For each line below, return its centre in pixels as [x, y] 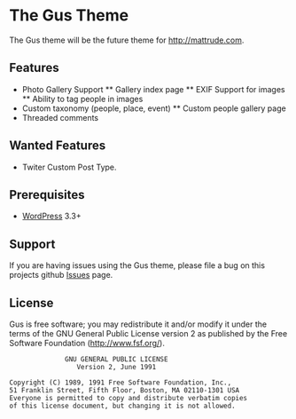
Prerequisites [47, 195]
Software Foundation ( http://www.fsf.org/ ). [87, 343]
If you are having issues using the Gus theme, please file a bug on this [137, 265]
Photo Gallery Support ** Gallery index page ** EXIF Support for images [153, 89]
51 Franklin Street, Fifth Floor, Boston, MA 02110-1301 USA [125, 391]
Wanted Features [58, 146]
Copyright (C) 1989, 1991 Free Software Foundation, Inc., [121, 383]
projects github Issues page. [61, 275]
